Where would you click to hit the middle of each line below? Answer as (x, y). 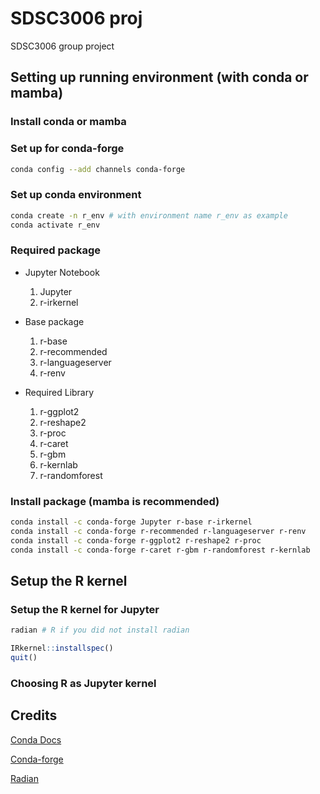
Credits (34, 715)
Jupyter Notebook (62, 272)
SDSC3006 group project (62, 46)
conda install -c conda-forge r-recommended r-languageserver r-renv (158, 531)
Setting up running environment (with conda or (159, 77)
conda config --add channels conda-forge (98, 169)
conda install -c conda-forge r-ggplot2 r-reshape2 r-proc (136, 540)
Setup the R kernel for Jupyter (85, 609)
